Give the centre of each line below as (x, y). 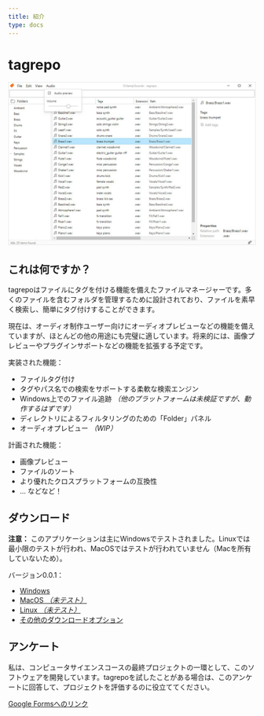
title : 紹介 (26, 17)
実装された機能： (36, 362)
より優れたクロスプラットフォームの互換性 (88, 481)
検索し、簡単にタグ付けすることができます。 (87, 309)
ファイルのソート (47, 471)
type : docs (26, 25)
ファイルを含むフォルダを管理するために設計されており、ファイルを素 (135, 299)
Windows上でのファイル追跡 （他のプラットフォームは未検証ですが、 (132, 398)
